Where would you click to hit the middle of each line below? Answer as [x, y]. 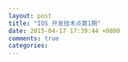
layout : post [30, 16]
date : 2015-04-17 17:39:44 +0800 [64, 31]
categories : [28, 46]
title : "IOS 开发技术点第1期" [55, 23]
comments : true [34, 38]
